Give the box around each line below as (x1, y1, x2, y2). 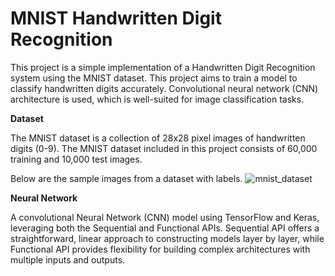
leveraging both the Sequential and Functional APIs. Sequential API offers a (10, 222, 320, 234)
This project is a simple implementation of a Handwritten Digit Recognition (10, 61, 316, 73)
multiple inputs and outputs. (10, 253, 126, 266)
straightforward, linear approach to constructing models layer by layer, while (10, 232, 325, 244)
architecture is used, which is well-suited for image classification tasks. (10, 93, 305, 105)
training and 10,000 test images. (10, 153, 143, 165)
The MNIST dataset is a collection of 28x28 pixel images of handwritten (10, 132, 306, 144)
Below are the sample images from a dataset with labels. (10, 172, 243, 184)
